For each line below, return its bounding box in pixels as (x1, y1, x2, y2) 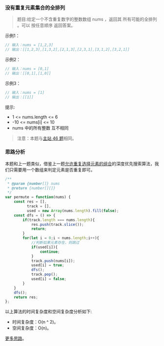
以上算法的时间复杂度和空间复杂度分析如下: (5, 309, 92, 315)
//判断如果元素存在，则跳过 (31, 240, 80, 245)
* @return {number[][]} (7, 186, 56, 191)
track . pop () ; (31, 272, 58, 277)
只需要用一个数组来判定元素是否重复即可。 (9, 167, 95, 173)
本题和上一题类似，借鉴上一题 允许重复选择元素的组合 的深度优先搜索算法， (5, 160, 155, 167)
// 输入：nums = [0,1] (5, 66, 49, 71)
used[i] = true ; (31, 263, 64, 268)
